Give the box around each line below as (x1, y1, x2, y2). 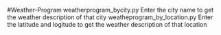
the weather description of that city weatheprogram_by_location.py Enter (7, 13, 213, 21)
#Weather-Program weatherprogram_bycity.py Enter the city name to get (7, 6, 214, 14)
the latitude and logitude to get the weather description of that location (7, 21, 207, 28)
